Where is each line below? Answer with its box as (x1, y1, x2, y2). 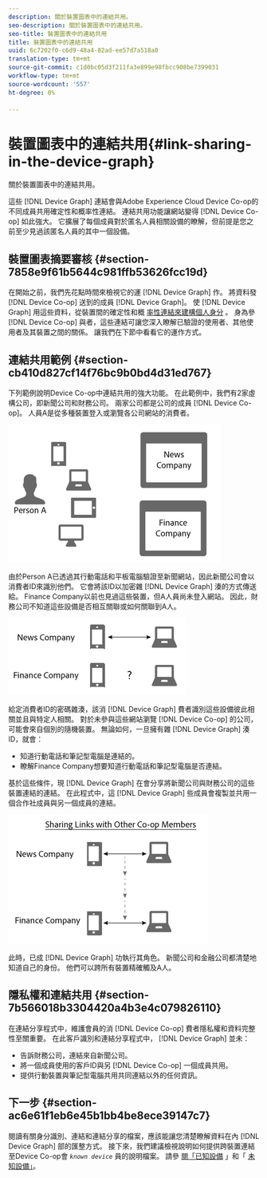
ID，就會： (8, 734, 44, 744)
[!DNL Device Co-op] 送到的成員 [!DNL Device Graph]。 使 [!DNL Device (8, 298, 245, 307)
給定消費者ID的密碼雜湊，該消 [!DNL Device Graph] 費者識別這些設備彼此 (8, 704, 249, 714)
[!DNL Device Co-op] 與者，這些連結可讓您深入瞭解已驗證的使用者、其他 (8, 318, 247, 327)
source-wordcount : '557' (8, 80, 91, 88)
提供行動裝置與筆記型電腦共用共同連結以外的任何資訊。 (19, 1070, 202, 1080)
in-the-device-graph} (8, 152, 155, 171)
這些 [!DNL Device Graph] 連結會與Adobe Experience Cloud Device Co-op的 (8, 196, 259, 207)
